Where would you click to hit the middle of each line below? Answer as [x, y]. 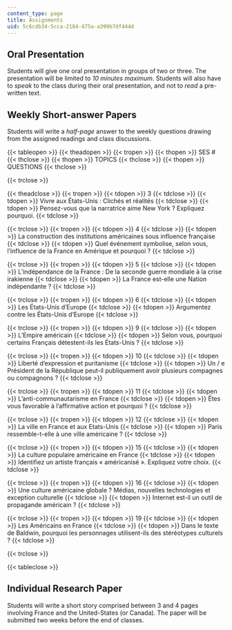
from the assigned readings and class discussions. [79, 139]
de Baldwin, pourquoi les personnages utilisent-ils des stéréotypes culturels [115, 533]
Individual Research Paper [65, 589]
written [17, 93]
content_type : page [35, 13]
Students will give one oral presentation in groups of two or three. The [107, 71]
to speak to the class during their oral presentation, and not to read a [105, 86]
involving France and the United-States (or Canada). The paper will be [107, 613]
